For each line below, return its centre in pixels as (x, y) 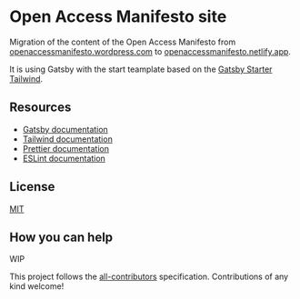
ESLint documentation (64, 158)
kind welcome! (37, 286)
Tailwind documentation (68, 139)
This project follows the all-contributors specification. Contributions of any (149, 277)
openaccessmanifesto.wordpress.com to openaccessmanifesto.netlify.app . (150, 51)
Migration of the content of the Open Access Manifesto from (123, 42)
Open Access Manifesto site (118, 17)
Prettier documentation (65, 148)
